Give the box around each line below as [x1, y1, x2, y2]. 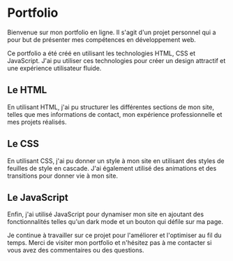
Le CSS [7, 138, 40, 150]
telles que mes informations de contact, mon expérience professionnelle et [7, 110, 223, 118]
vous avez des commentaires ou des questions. [7, 246, 144, 255]
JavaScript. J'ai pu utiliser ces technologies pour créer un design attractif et [7, 56, 226, 64]
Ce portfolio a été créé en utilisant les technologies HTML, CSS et [7, 49, 196, 57]
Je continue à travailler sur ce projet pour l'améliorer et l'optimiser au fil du [7, 231, 222, 239]
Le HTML [7, 84, 47, 96]
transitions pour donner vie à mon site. [7, 171, 119, 180]
